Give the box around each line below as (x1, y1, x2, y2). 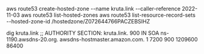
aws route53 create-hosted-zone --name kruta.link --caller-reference (6, 5, 181, 12)
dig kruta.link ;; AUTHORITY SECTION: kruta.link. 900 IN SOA (6, 29, 160, 37)
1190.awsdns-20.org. (6, 36, 59, 43)
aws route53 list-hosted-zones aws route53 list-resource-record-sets (21, 11, 196, 19)
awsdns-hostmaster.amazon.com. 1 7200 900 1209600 (59, 36, 199, 43)
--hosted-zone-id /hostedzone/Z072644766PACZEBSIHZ (6, 18, 151, 25)
